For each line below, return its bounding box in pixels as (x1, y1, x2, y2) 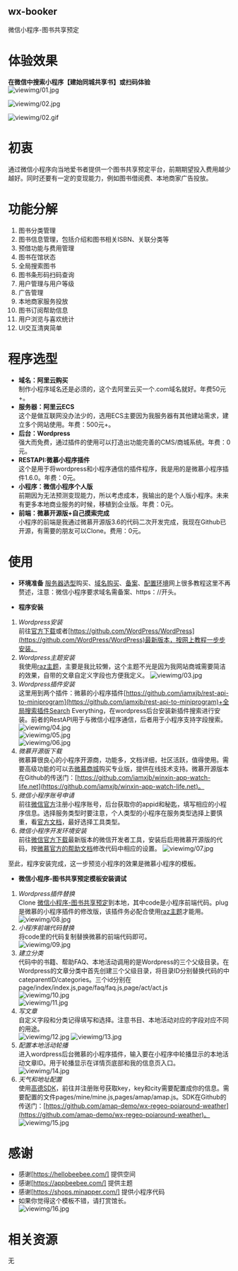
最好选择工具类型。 (67, 817, 124, 826)
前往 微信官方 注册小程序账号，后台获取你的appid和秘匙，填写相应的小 (18, 800, 221, 808)
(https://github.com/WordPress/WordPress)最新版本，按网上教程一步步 (18, 635, 226, 644)
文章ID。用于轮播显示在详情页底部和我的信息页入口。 (24, 1058, 179, 1067)
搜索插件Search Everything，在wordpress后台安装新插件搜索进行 (24, 706, 215, 715)
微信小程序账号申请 (18, 790, 75, 800)
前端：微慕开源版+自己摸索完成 (18, 508, 110, 517)
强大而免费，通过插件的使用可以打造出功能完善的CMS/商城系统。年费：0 (18, 437, 231, 446)
